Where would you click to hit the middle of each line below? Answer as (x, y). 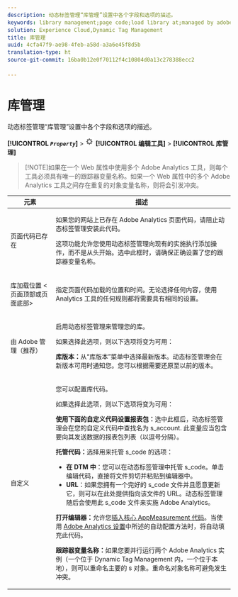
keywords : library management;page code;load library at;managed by (110, 22)
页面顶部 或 (26, 294)
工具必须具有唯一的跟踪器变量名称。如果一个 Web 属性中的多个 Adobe (127, 176)
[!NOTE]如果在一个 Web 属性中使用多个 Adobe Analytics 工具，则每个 (126, 167)
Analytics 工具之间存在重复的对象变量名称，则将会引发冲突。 (114, 185)
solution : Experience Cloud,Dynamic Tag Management (85, 30)
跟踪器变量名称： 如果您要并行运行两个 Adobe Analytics (136, 550)
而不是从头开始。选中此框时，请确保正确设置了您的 (142, 252)
